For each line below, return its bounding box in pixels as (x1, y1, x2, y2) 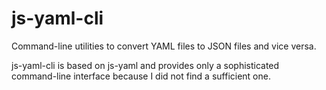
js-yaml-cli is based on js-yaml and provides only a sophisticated (11, 59, 280, 71)
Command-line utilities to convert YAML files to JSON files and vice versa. (11, 40, 317, 52)
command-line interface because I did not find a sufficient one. (11, 70, 271, 82)
